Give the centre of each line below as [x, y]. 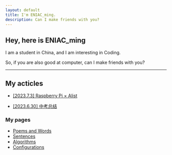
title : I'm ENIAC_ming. [31, 15]
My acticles [24, 83]
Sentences [24, 137]
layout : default [23, 10]
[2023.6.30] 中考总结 [35, 106]
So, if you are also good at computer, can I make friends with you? [75, 62]
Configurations [28, 147]
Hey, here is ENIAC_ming [46, 40]
